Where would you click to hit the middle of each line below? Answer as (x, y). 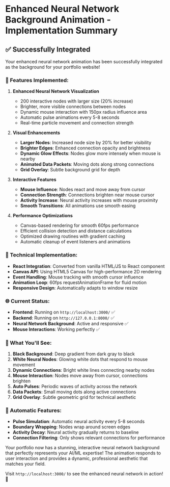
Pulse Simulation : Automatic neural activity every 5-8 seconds (79, 422)
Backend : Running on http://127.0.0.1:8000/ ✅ (64, 318)
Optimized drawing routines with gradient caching (73, 236)
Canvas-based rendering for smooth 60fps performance (79, 225)
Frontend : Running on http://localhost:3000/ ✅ (64, 312)
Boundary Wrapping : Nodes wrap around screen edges (72, 427)
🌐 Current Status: (27, 301)
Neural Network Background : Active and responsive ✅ (70, 323)
